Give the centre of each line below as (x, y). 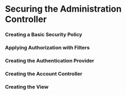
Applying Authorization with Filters (47, 48)
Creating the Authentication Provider (50, 60)
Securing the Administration (63, 9)
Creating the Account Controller (44, 74)
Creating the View (27, 87)
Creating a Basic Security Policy (44, 35)
